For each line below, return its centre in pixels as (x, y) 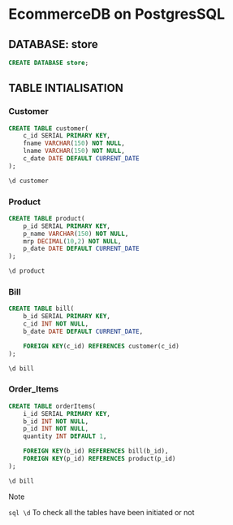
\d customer (28, 181)
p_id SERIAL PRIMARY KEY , (67, 226)
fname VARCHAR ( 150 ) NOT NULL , (74, 143)
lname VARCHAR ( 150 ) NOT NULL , (74, 151)
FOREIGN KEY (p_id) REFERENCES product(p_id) (99, 459)
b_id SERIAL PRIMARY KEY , (67, 317)
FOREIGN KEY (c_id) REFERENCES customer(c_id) (101, 346)
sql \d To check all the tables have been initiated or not (101, 512)
